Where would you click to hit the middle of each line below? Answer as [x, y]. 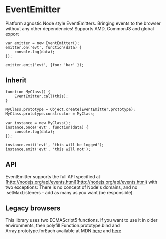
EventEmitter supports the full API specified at [53, 176]
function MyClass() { [28, 92]
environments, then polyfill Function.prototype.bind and [63, 226]
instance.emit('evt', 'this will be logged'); [55, 145]
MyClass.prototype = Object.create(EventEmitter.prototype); [70, 109]
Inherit [16, 81]
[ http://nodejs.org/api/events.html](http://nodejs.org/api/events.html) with [81, 182]
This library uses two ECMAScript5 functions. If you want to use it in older [81, 220]
